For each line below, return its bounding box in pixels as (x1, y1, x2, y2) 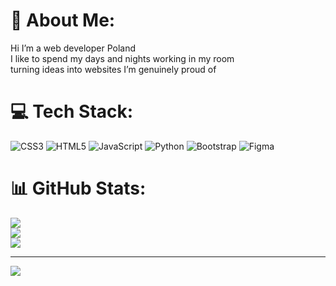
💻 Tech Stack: (10, 100, 134, 123)
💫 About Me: (10, 9, 116, 32)
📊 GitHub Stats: (10, 177, 147, 200)
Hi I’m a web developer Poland (10, 42, 137, 54)
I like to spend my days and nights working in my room (10, 52, 235, 64)
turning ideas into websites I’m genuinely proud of (10, 63, 217, 75)
